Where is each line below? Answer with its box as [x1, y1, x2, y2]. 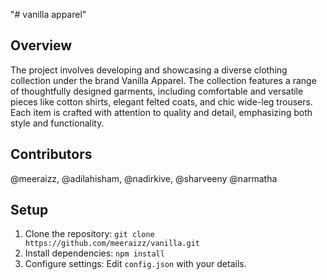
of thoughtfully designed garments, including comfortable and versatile [10, 85, 304, 97]
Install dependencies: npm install [24, 247, 165, 259]
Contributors [10, 146, 93, 163]
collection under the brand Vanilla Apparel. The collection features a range [10, 74, 317, 86]
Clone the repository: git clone [24, 228, 155, 240]
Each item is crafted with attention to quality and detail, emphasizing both [10, 106, 313, 118]
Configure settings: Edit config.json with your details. [24, 258, 247, 270]
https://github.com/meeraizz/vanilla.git [24, 239, 200, 249]
